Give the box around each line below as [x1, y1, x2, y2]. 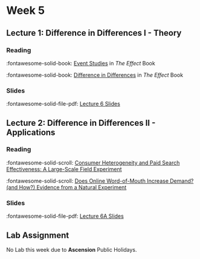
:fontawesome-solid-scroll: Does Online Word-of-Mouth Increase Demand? [6, 177, 194, 185]
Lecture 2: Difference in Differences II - [6, 117, 156, 128]
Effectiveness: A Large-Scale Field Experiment [6, 165, 122, 172]
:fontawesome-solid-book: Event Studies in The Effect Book [6, 59, 155, 67]
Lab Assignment [6, 230, 69, 240]
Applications [6, 127, 56, 137]
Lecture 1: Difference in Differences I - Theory [6, 28, 182, 38]
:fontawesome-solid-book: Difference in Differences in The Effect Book [6, 71, 183, 79]
